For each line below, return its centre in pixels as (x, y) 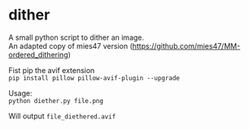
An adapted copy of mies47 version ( (70, 45)
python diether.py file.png (56, 101)
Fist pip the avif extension (52, 70)
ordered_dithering (38, 54)
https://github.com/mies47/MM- (186, 45)
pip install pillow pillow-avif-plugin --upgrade (94, 78)
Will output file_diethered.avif (62, 116)
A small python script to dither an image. (76, 37)
